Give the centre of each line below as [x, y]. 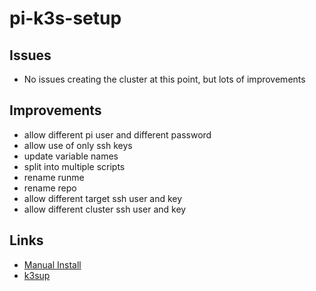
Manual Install [52, 264]
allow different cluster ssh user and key [105, 209]
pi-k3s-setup [65, 18]
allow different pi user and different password [117, 134]
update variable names [71, 156]
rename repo [50, 188]
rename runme [54, 177]
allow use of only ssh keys [78, 145]
